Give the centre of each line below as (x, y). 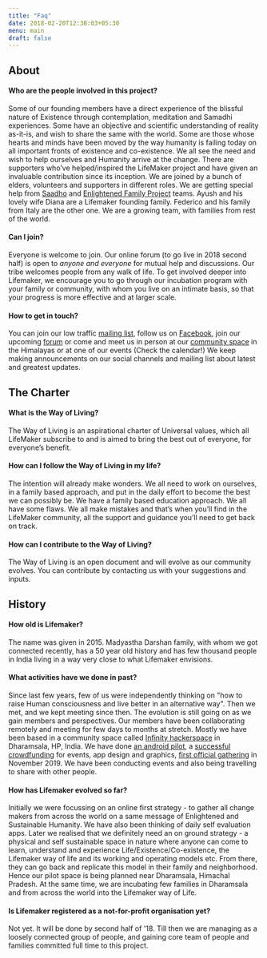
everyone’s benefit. (40, 447)
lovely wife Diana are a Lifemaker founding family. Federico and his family (130, 201)
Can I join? (26, 237)
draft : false (30, 38)
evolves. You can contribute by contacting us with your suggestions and (127, 570)
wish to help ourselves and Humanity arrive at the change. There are (121, 159)
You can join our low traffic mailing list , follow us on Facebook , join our (125, 333)
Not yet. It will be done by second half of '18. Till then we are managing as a (133, 928)
